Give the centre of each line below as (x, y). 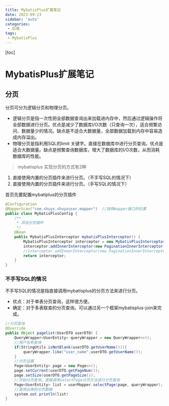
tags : (11, 33)
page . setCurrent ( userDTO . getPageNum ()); (57, 371)
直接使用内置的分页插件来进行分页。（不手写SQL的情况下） (73, 178)
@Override (16, 328)
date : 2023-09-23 (23, 15)
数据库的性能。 (28, 156)
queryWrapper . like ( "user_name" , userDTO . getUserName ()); (83, 352)
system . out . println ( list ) (41, 394)
